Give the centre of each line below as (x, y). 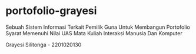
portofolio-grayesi (51, 11)
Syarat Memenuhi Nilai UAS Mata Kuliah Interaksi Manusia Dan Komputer (94, 33)
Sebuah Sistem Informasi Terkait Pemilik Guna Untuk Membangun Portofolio (98, 27)
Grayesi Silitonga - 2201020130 (44, 45)
